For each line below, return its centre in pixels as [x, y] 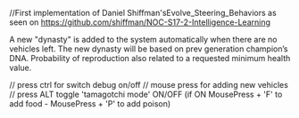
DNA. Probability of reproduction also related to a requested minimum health [150, 58]
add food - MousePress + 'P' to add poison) [90, 104]
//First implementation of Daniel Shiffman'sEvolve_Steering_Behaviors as [143, 13]
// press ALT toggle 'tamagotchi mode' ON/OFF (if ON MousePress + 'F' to [146, 94]
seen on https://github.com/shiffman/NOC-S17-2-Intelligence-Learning [140, 22]
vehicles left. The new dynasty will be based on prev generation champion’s [149, 49]
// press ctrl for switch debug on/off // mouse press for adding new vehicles [149, 85]
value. [21, 67]
